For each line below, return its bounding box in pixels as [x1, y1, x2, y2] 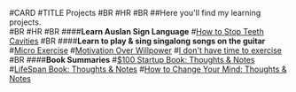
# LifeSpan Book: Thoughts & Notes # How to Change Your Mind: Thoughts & [9, 64, 287, 74]
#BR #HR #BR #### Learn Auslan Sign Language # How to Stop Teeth [9, 27, 264, 36]
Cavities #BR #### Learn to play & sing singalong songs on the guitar [9, 35, 266, 46]
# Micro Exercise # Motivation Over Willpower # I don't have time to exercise [9, 45, 282, 56]
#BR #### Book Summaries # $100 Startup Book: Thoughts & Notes [9, 55, 255, 65]
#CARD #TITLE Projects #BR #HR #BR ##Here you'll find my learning [9, 8, 261, 18]
